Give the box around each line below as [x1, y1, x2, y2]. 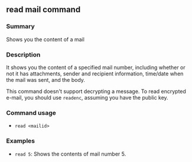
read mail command [6, 5, 81, 15]
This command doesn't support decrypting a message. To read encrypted [6, 88, 186, 95]
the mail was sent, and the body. [6, 76, 86, 83]
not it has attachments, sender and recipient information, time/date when [6, 70, 184, 77]
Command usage [6, 108, 56, 117]
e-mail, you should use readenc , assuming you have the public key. [6, 94, 168, 101]
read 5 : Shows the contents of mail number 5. [14, 150, 126, 157]
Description [6, 50, 41, 58]
